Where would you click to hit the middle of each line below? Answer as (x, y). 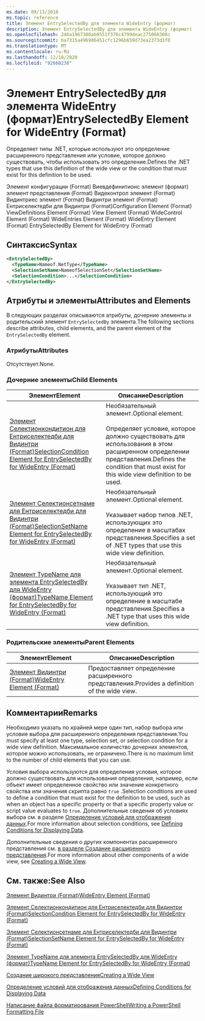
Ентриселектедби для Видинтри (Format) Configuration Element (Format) (99, 206)
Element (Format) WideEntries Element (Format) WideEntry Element (91, 219)
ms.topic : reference (33, 18)
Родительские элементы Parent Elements (70, 642)
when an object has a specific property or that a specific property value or (100, 804)
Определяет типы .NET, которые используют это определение (88, 149)
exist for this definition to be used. (49, 175)
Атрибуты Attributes (38, 350)
